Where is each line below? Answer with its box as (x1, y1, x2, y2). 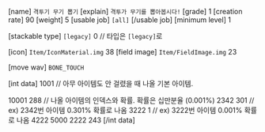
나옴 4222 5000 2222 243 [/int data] (16, 115, 136, 125)
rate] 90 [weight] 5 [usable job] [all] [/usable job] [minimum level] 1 (8, 15, 232, 25)
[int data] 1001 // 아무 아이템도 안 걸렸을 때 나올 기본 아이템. (8, 79, 194, 88)
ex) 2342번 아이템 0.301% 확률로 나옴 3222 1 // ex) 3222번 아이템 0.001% (8, 106, 243, 115)
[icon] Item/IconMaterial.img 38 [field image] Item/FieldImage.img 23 (8, 47, 237, 56)
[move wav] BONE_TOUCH (8, 62, 85, 72)
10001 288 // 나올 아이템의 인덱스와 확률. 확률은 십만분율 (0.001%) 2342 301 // (8, 96, 255, 105)
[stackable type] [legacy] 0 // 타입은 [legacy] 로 (8, 32, 163, 40)
